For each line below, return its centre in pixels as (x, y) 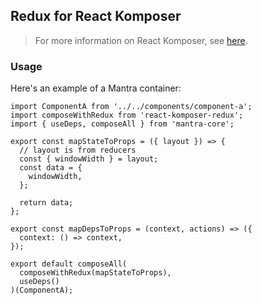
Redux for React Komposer (96, 16)
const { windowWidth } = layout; (89, 159)
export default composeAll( (69, 264)
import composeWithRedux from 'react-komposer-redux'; (127, 115)
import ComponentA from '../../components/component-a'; (131, 107)
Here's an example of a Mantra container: (96, 88)
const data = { (51, 168)
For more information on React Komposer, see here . (141, 40)
